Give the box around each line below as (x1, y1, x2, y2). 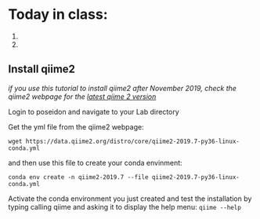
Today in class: (8, 5, 108, 24)
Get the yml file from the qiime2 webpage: (8, 122, 144, 131)
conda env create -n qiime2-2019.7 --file (8, 173, 149, 181)
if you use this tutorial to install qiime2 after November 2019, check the (8, 83, 237, 93)
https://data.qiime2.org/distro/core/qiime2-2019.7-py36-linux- (25, 137, 240, 145)
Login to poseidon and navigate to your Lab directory (8, 107, 180, 116)
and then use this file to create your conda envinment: (8, 158, 182, 167)
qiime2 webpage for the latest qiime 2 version (8, 92, 157, 101)
